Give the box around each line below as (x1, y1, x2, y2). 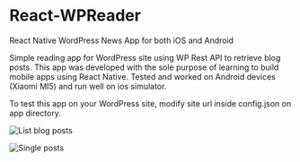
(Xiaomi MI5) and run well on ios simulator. (9, 81, 167, 91)
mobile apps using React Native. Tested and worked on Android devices (9, 71, 276, 81)
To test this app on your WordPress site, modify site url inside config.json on (9, 98, 292, 108)
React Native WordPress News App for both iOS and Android (9, 35, 234, 46)
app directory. (9, 107, 61, 118)
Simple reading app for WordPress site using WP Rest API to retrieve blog (9, 52, 281, 63)
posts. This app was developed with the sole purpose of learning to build (9, 62, 279, 72)
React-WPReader (9, 5, 142, 26)
